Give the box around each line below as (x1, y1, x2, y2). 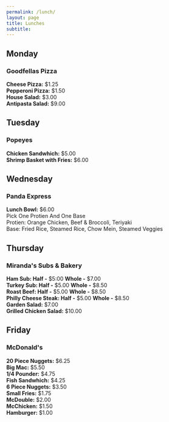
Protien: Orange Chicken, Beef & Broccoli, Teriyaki (6, 219, 133, 226)
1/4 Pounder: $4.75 (6, 370, 56, 378)
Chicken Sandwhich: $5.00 (6, 150, 76, 157)
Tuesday (6, 118, 40, 128)
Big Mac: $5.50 (6, 364, 46, 371)
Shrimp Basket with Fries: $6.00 (6, 156, 89, 163)
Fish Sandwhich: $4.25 (6, 376, 66, 384)
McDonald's (6, 343, 43, 352)
